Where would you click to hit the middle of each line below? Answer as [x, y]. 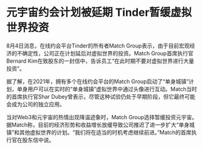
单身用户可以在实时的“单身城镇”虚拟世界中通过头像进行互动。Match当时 [107, 89]
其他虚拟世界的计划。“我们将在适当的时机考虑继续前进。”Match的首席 [105, 132]
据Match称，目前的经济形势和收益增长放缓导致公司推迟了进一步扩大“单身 [98, 125]
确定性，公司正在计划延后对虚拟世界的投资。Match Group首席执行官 [108, 53]
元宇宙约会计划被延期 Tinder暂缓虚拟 [99, 12]
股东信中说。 [38, 140]
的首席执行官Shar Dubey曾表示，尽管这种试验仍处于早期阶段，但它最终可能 [101, 96]
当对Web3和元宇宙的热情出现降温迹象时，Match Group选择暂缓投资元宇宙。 [102, 117]
